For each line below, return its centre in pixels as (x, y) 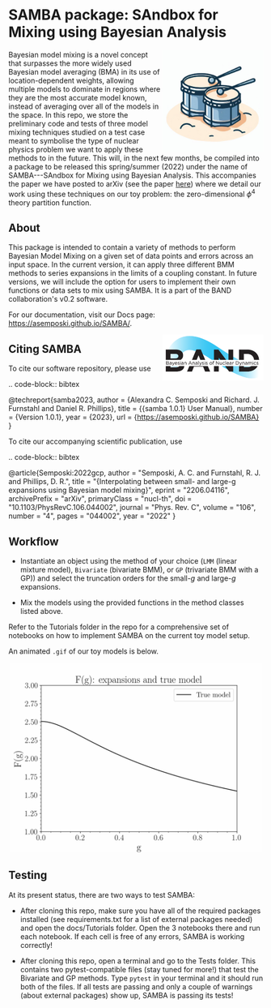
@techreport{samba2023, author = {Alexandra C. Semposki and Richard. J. (134, 400)
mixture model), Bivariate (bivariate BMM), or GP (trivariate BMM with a (139, 570)
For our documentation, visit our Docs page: (82, 315)
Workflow (34, 541)
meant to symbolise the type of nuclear (74, 140)
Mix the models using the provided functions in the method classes (132, 603)
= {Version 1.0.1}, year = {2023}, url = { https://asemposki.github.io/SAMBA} (134, 417)
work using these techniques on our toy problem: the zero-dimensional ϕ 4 (132, 193)
